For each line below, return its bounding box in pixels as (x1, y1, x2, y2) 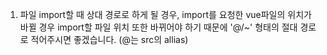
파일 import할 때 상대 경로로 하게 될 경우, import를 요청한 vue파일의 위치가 (19, 9, 312, 20)
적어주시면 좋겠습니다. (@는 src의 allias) (30, 34, 189, 45)
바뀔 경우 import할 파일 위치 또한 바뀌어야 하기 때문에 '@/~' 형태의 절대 (19, 21, 298, 33)
